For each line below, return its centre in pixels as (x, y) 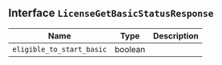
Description (176, 35)
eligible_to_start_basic (60, 49)
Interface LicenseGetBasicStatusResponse (111, 13)
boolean (130, 49)
